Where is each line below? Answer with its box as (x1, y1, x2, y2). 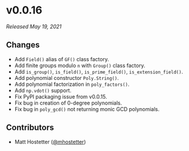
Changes (6, 40, 40, 50)
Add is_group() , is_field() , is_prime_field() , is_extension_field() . (14, 68, 183, 75)
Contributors (6, 123, 54, 133)
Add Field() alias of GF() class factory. (14, 55, 109, 62)
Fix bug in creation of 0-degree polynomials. (14, 99, 122, 106)
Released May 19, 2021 (6, 23, 62, 30)
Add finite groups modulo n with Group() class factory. (14, 62, 145, 69)
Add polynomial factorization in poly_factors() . (14, 80, 130, 88)
